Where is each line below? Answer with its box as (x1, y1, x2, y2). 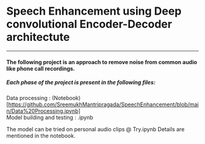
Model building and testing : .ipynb (6, 113, 93, 121)
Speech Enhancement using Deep (6, 4, 182, 18)
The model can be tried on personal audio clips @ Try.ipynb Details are (6, 125, 185, 132)
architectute (6, 31, 70, 44)
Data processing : (6, 94, 51, 101)
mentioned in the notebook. (6, 132, 76, 139)
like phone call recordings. (6, 65, 75, 72)
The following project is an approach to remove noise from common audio (6, 58, 197, 65)
